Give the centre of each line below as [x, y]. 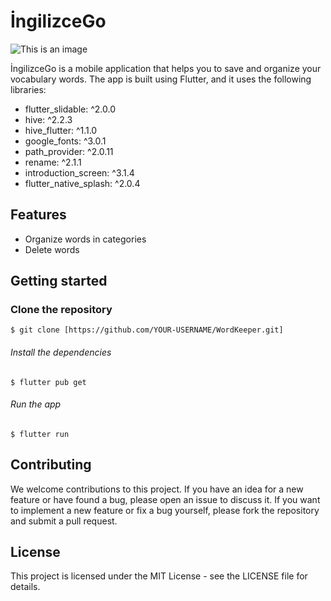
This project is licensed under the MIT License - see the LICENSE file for [159, 576]
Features [38, 215]
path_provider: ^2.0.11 [69, 151]
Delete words [52, 249]
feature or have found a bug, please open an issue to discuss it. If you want [165, 499]
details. [25, 587]
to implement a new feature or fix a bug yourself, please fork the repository [165, 510]
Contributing [51, 465]
